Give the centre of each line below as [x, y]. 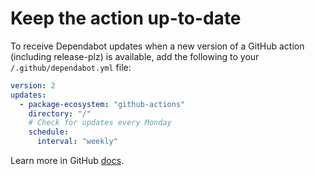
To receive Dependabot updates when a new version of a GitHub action [157, 46]
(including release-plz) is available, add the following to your [135, 56]
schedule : [49, 132]
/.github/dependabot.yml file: [71, 67]
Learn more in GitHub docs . [67, 161]
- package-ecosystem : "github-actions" [102, 104]
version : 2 [33, 85]
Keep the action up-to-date [126, 18]
